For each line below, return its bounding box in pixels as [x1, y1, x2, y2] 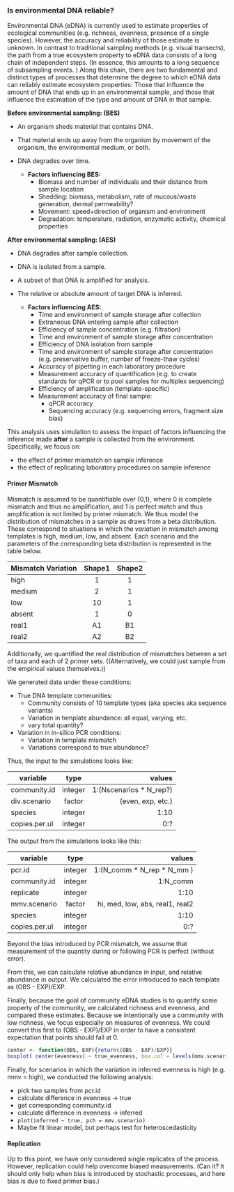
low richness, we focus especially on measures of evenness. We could [7, 1018, 210, 1026]
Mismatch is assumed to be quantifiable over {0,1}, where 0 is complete [7, 495, 212, 503]
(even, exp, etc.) [119, 796, 173, 806]
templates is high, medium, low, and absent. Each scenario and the [7, 532, 199, 540]
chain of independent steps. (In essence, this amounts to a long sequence [7, 59, 220, 67]
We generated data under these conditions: [7, 678, 132, 686]
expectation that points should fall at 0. [7, 1033, 119, 1042]
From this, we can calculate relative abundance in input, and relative [7, 968, 203, 976]
